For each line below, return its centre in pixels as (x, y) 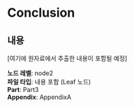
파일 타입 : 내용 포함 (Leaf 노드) (49, 82)
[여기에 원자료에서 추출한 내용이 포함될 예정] (67, 58)
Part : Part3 (23, 90)
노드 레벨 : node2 (30, 73)
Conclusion (41, 13)
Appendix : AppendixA (39, 97)
